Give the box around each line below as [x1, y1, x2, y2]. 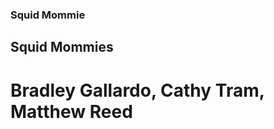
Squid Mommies [10, 39, 114, 56]
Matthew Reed [10, 100, 133, 123]
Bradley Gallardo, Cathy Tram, [10, 79, 265, 102]
